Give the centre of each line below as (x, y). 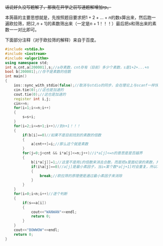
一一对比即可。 (24, 30)
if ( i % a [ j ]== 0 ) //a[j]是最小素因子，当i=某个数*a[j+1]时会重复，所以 (94, 167)
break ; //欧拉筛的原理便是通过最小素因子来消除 (81, 176)
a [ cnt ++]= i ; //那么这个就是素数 (60, 144)
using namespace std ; (27, 63)
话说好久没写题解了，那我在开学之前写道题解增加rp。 (58, 7)
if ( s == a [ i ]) (35, 203)
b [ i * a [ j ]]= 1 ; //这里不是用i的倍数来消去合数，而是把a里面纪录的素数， (93, 162)
